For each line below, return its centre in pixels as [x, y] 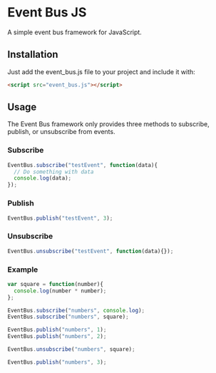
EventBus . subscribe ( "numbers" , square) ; [68, 317]
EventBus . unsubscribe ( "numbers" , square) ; [71, 349]
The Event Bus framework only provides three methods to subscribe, [109, 124]
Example [23, 270]
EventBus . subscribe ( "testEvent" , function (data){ [83, 165]
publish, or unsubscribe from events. [61, 132]
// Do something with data [54, 172]
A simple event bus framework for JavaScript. [75, 32]
